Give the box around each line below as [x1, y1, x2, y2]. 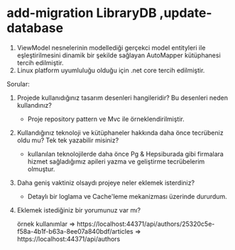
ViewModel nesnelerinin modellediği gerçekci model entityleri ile [16, 43, 206, 52]
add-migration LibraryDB [6, 5, 157, 21]
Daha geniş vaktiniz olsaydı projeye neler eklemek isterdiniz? [16, 178, 195, 187]
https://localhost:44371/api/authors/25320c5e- [77, 220, 215, 228]
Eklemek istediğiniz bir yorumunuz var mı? [16, 205, 141, 214]
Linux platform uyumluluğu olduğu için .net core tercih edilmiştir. [16, 66, 205, 74]
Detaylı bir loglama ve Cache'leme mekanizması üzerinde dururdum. [27, 192, 228, 200]
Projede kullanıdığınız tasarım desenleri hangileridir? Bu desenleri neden [16, 93, 229, 102]
